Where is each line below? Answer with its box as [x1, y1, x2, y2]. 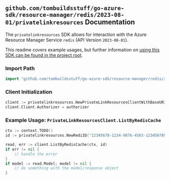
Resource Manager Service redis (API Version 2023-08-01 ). [5, 37, 129, 43]
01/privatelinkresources [5, 19, 84, 26]
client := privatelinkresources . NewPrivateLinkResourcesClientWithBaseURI [5, 100, 166, 105]
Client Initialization [5, 88, 53, 95]
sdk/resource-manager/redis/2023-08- [5, 11, 124, 19]
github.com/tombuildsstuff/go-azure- [5, 5, 124, 12]
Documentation [85, 18, 135, 26]
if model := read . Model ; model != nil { [5, 161, 92, 166]
